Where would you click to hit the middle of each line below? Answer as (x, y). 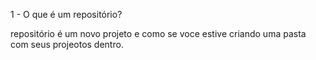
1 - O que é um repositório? (66, 14)
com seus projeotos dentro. (67, 44)
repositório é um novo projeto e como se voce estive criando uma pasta (158, 33)
